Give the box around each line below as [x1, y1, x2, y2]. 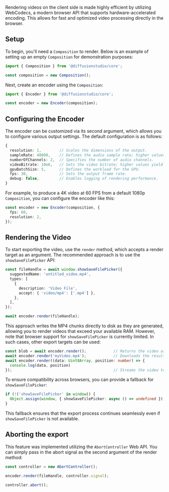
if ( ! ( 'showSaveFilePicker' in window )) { [5, 391, 96, 397]
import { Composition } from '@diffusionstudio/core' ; [5, 63, 123, 69]
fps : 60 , [10, 210, 28, 215]
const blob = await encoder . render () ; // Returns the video [5, 349, 158, 354]
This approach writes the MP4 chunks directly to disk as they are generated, [5, 323, 164, 329]
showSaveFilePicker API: [5, 257, 56, 263]
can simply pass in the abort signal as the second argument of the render [5, 449, 157, 455]
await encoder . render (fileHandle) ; [5, 314, 80, 319]
